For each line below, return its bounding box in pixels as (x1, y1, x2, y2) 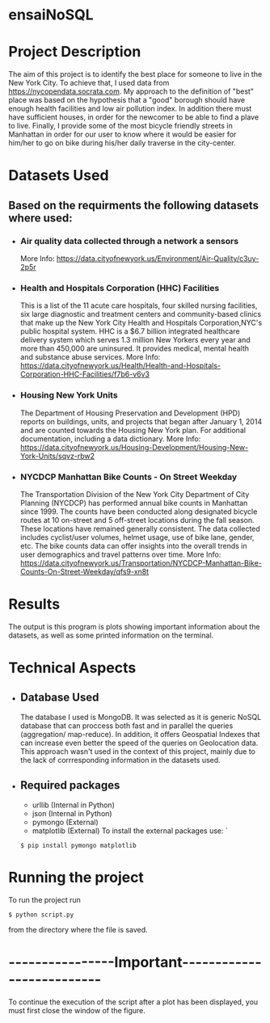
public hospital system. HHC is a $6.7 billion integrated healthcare (19, 326, 240, 336)
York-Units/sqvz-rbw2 (19, 451, 95, 461)
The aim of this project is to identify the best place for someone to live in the (8, 69, 263, 79)
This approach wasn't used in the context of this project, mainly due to (19, 746, 256, 756)
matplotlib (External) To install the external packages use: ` (32, 826, 228, 836)
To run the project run (8, 895, 81, 904)
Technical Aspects (8, 659, 137, 677)
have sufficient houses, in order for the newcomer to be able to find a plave (8, 112, 259, 122)
